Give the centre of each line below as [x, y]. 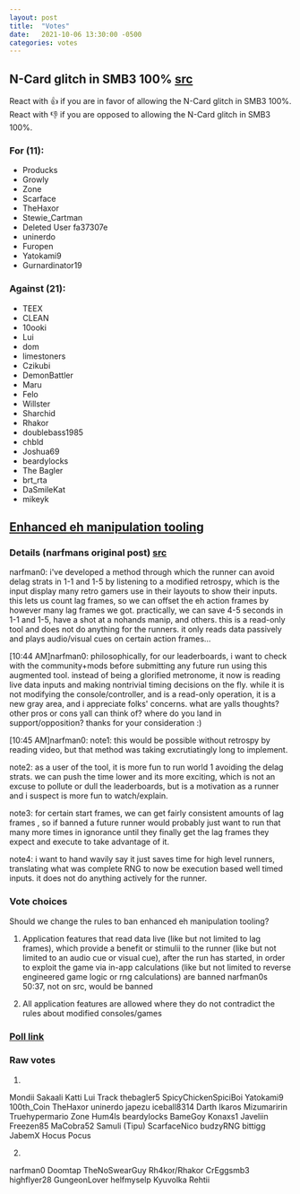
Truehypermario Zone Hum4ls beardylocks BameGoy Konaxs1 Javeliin [139, 1116]
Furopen [38, 247]
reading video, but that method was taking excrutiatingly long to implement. [149, 750]
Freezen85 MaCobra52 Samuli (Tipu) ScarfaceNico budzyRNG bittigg [137, 1126]
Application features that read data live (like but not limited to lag [141, 938]
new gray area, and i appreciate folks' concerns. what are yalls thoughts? [144, 704]
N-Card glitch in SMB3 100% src [101, 78]
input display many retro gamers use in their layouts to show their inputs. [143, 591]
